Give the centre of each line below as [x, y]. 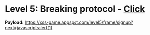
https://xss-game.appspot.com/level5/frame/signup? [79, 22]
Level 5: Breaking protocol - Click [75, 9]
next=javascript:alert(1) [29, 27]
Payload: [14, 22]
